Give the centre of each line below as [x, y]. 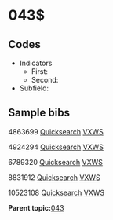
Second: [45, 80]
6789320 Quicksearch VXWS [56, 162]
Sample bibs [39, 113]
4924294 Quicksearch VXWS [56, 147]
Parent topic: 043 [36, 207]
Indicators [36, 63]
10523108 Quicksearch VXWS [56, 192]
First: [40, 71]
